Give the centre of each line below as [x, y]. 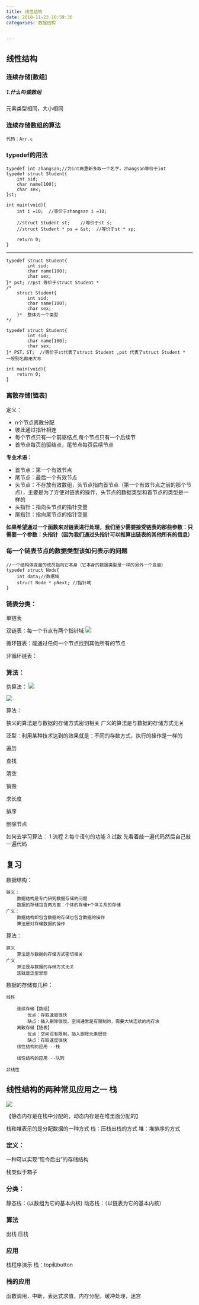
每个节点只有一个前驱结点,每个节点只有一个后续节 [75, 437]
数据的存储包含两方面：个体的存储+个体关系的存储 [69, 905]
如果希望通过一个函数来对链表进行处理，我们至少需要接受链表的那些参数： [97, 527]
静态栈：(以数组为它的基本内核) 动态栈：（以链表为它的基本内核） [85, 1203]
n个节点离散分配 [35, 422]
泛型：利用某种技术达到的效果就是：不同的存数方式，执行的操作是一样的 [94, 736]
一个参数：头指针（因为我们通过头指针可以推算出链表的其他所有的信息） [105, 534]
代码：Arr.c [20, 139]
